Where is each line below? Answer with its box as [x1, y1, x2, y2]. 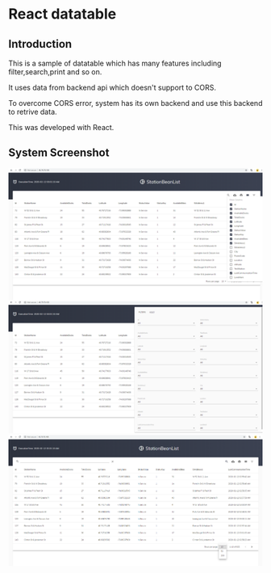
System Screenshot [8, 146, 110, 160]
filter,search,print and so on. [8, 67, 102, 77]
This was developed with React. [8, 123, 115, 132]
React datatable [8, 5, 117, 23]
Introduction [8, 37, 73, 51]
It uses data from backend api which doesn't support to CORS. [8, 82, 216, 92]
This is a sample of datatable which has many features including [8, 58, 222, 68]
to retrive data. [8, 107, 58, 116]
